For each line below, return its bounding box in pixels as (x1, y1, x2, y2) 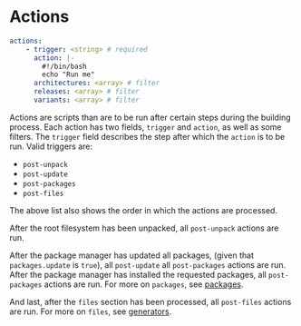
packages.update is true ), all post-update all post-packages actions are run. (9, 259, 286, 270)
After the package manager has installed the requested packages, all (9, 269, 267, 280)
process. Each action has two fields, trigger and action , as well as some (9, 121, 283, 133)
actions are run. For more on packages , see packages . (44, 279, 244, 290)
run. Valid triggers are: (9, 141, 93, 152)
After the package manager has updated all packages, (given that (9, 250, 255, 261)
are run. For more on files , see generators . (9, 306, 172, 317)
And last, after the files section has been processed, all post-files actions (9, 296, 292, 307)
